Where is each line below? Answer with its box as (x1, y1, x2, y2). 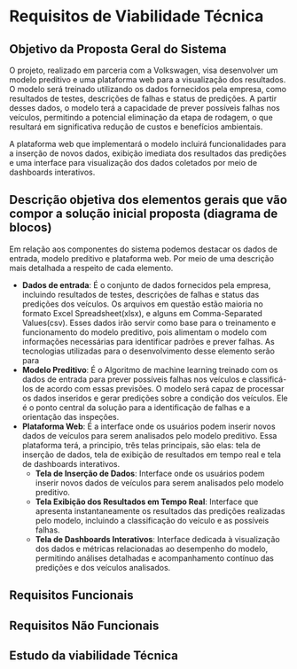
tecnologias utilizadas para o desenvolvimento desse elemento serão (21, 346, 275, 356)
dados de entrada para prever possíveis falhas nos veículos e (21, 374, 246, 385)
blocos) (9, 220, 52, 236)
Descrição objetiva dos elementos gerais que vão (9, 192, 288, 207)
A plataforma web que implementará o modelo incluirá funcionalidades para (9, 139, 286, 149)
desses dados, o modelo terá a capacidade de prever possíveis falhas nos (9, 103, 281, 113)
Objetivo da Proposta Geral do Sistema (9, 42, 227, 57)
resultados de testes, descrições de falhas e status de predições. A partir (9, 93, 277, 104)
